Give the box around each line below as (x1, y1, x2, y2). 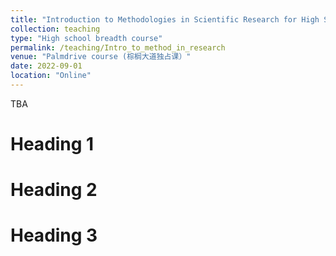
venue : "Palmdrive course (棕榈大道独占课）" (10, 52, 192, 62)
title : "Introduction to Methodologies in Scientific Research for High (10, 14, 320, 25)
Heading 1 (10, 133, 95, 156)
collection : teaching (10, 24, 101, 34)
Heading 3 (10, 224, 98, 247)
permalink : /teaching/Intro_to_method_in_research (10, 42, 226, 53)
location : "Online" (10, 71, 92, 81)
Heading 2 (10, 179, 98, 201)
